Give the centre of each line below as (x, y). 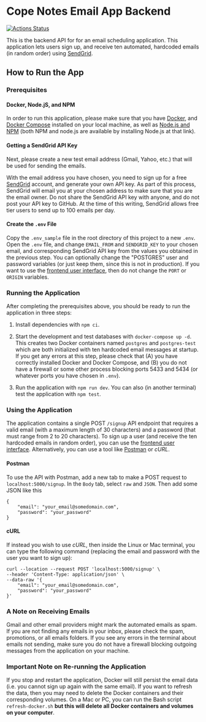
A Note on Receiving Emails (48, 611)
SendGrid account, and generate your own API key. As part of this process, (101, 184)
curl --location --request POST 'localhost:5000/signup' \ (83, 569)
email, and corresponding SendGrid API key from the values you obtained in (102, 250)
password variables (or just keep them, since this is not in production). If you (103, 264)
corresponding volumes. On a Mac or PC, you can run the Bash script (94, 700)
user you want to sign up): (39, 557)
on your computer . (31, 713)
